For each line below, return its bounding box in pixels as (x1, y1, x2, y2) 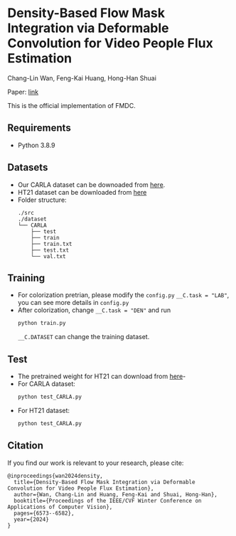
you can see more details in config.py (17, 299, 129, 307)
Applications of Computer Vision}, (7, 503, 113, 510)
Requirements (7, 122, 71, 134)
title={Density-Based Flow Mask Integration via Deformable (14, 478, 195, 486)
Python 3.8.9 (17, 141, 55, 149)
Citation (7, 439, 44, 452)
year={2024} (14, 515, 50, 523)
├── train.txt (31, 240, 73, 247)
